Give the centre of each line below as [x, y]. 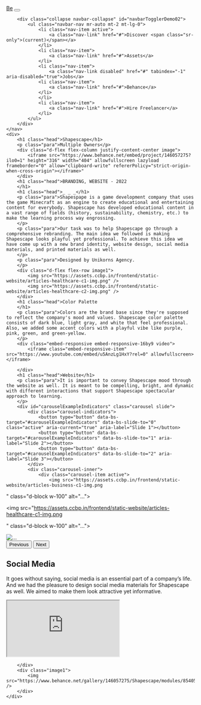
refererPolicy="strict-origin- [152, 166]
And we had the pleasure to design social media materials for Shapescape [98, 585]
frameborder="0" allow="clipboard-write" [59, 166]
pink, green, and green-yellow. [46, 333]
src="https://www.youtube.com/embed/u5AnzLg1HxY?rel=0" [77, 354]
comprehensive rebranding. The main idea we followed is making [88, 234]
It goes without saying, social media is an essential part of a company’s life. [99, 578]
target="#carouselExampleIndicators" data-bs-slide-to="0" [81, 423]
